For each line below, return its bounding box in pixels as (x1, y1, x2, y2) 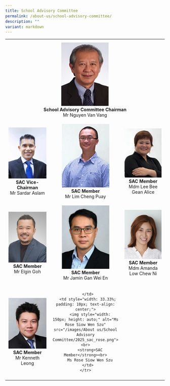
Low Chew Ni (129, 270, 157, 276)
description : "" (5, 19, 39, 24)
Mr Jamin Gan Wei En (63, 275, 108, 281)
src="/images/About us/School (54, 327, 117, 332)
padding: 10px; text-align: (56, 302, 115, 307)
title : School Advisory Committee (5, 8, 78, 13)
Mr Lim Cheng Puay (65, 193, 106, 200)
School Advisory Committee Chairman (44, 107, 126, 113)
